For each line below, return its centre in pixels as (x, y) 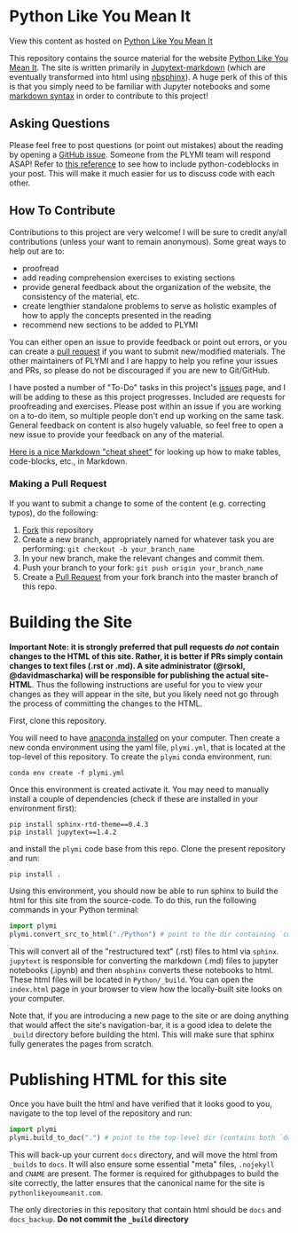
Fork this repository (58, 530)
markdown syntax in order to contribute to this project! (109, 96)
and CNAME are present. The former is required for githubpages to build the (144, 1174)
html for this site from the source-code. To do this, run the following (133, 900)
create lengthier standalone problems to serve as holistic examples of (149, 306)
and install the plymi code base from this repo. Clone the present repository (147, 848)
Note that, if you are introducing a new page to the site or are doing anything (149, 1015)
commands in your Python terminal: (74, 909)
